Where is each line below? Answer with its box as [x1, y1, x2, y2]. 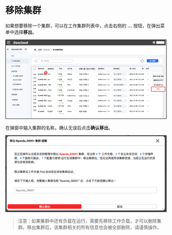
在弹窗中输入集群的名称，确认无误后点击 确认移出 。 [5, 124, 113, 131]
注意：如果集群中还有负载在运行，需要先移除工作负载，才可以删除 [17, 218, 157, 224]
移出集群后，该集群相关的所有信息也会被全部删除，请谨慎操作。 [27, 224, 162, 230]
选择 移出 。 [14, 29, 37, 35]
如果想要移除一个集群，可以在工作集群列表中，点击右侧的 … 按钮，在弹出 [5, 23, 160, 29]
